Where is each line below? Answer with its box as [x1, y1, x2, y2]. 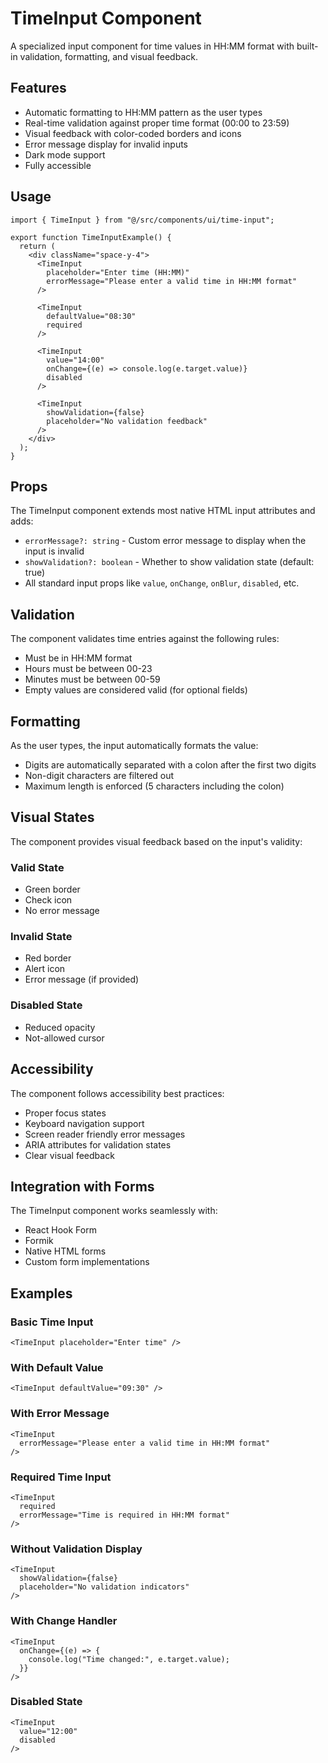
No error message [24, 905, 100, 917]
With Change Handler [10, 1614, 118, 1628]
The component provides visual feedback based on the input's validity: [10, 835, 303, 847]
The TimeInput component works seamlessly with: [10, 1205, 218, 1217]
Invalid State [10, 930, 73, 944]
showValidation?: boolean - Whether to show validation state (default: [24, 556, 315, 568]
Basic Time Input [10, 1315, 94, 1329]
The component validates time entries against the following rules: [10, 633, 280, 645]
